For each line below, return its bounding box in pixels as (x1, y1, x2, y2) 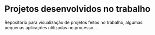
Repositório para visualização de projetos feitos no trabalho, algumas (4, 19, 143, 25)
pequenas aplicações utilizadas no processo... (4, 24, 97, 30)
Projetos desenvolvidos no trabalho (4, 3, 151, 15)
